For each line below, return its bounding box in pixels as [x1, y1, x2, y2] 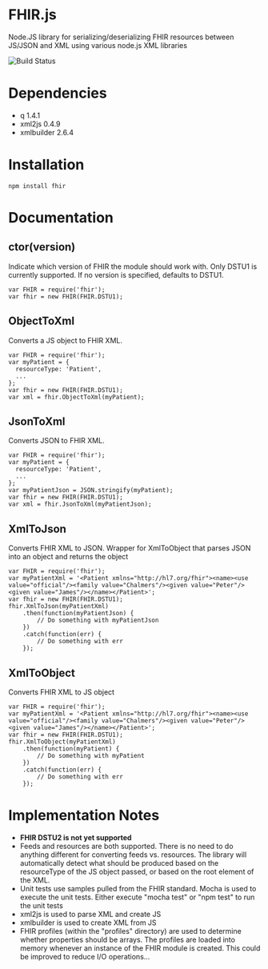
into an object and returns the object [8, 552, 129, 562]
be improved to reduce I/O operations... [19, 952, 150, 961]
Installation [8, 156, 85, 174]
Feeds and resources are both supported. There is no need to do [19, 842, 234, 851]
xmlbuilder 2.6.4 [19, 127, 74, 137]
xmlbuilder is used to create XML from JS [19, 918, 158, 927]
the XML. [19, 875, 50, 885]
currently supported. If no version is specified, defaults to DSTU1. [8, 270, 224, 279]
